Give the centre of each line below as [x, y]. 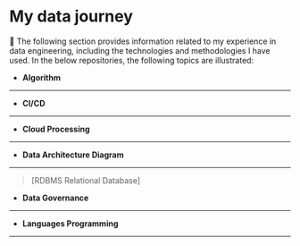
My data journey [71, 17]
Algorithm [41, 77]
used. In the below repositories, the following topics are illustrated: [132, 60]
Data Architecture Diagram [73, 155]
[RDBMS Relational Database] [86, 180]
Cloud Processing [56, 129]
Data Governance [55, 198]
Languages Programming [70, 223]
